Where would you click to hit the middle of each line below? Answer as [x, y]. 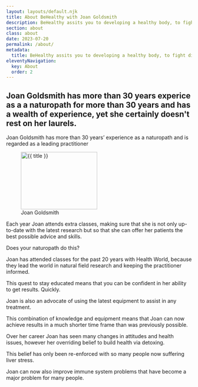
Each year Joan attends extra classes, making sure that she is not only [92, 224]
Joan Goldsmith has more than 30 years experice [98, 96]
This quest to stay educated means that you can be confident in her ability [96, 283]
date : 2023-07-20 [27, 39]
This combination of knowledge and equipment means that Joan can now [95, 319]
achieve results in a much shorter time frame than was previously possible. [97, 325]
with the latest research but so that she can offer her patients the [104, 230]
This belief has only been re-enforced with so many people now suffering [95, 354]
